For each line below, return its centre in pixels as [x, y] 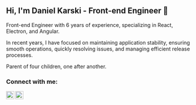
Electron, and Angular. [33, 31]
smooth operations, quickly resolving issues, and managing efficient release [98, 49]
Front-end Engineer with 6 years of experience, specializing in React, [89, 25]
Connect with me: [32, 82]
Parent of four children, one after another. [56, 66]
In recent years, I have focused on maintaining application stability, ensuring [98, 42]
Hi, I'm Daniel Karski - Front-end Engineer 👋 [87, 11]
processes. [20, 55]
